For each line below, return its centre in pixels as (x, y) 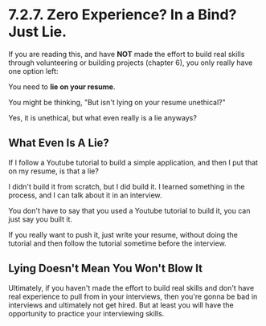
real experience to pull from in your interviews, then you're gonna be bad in (133, 296)
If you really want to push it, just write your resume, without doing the (123, 234)
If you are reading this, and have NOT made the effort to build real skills (127, 54)
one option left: (33, 71)
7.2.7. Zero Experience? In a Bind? (123, 15)
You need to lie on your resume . (62, 87)
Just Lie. (37, 32)
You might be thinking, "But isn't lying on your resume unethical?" (117, 102)
